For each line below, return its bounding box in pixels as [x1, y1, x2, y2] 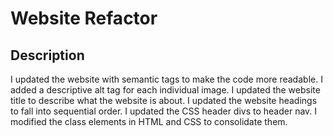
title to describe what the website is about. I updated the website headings [10, 95, 318, 106]
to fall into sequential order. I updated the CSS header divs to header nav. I [10, 105, 318, 117]
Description [10, 47, 85, 64]
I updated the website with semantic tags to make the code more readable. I [10, 73, 323, 85]
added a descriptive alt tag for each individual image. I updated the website [10, 84, 321, 96]
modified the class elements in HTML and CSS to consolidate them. [10, 116, 288, 127]
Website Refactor [10, 7, 158, 30]
